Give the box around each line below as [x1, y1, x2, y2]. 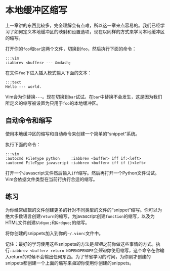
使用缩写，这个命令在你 [111, 247, 160, 253]
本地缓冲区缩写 [5, 5, 68, 16]
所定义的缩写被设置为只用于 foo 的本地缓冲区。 [5, 100, 101, 106]
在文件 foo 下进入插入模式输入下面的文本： [5, 69, 92, 76]
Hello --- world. [5, 84, 42, 89]
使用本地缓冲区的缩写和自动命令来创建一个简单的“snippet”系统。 [5, 130, 140, 137]
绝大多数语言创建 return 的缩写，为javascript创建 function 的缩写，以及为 [5, 213, 155, 219]
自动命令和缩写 [5, 116, 52, 125]
